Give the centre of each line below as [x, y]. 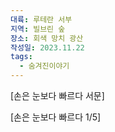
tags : [21, 57]
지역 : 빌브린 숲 [38, 29]
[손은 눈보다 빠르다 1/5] [56, 117]
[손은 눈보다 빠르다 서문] [57, 95]
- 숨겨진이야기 [44, 66]
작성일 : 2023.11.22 [47, 47]
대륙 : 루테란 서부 [41, 19]
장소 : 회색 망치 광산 [47, 38]
